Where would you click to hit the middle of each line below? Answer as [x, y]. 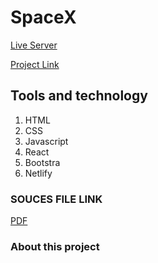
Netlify [38, 173]
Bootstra [42, 162]
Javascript [46, 141]
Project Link [35, 64]
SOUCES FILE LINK [56, 199]
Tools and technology [79, 96]
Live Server [34, 45]
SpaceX [43, 17]
